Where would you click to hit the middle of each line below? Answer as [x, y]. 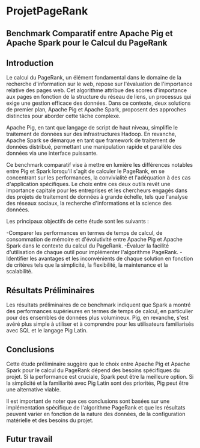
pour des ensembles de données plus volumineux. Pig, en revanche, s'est [98, 318]
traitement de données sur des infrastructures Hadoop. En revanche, [91, 134]
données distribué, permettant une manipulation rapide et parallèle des [94, 147]
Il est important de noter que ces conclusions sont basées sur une [88, 401]
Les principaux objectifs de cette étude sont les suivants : [77, 222]
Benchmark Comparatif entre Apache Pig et [89, 33]
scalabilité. [20, 272]
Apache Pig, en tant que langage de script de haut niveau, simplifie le [92, 128]
